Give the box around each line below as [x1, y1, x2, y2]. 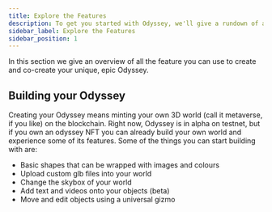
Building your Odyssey [8, 88, 125, 102]
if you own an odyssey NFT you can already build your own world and [8, 127, 242, 138]
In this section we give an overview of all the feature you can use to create [8, 57, 257, 66]
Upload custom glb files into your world [19, 169, 152, 179]
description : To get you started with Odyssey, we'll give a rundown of [8, 19, 259, 28]
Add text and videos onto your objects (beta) [19, 186, 170, 196]
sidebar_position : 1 [8, 34, 79, 43]
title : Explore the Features [8, 11, 107, 20]
